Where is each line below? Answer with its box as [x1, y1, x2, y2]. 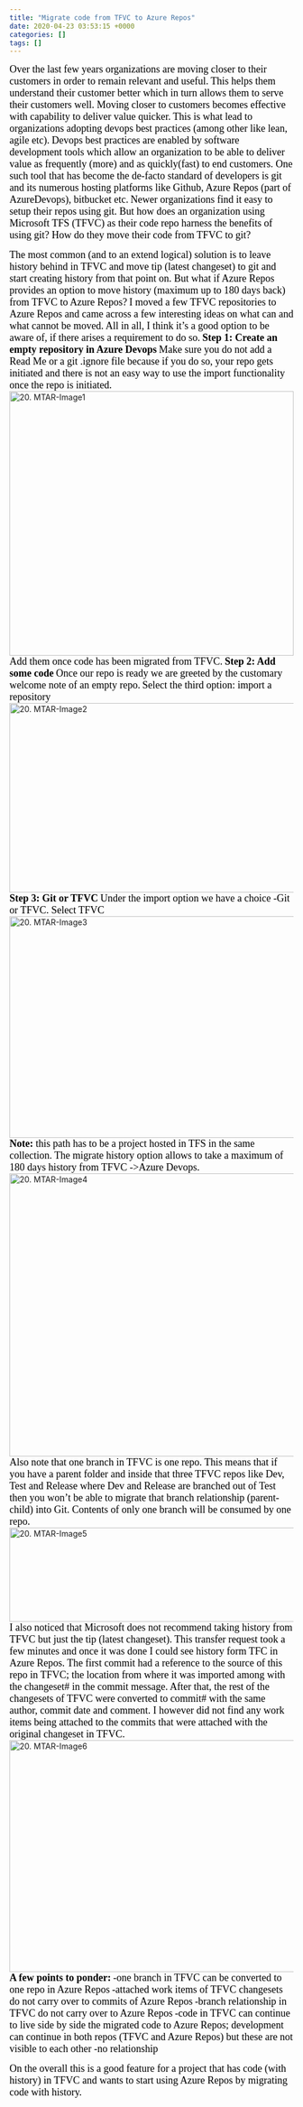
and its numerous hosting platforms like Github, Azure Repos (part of [9, 181, 291, 194]
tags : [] [9, 38, 42, 48]
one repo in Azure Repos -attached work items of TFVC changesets [9, 1983, 283, 1996]
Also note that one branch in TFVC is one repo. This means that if [9, 1456, 278, 1469]
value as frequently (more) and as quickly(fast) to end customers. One [9, 158, 293, 171]
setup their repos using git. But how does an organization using [9, 205, 266, 217]
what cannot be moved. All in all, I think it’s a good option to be [9, 319, 270, 332]
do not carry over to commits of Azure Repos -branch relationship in [9, 1995, 287, 2008]
